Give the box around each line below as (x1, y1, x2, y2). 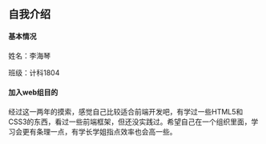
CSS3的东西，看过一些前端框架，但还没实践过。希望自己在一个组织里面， (8, 117, 252, 126)
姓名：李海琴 (8, 50, 50, 60)
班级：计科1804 (8, 67, 60, 78)
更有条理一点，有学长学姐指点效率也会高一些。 (22, 126, 177, 136)
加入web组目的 (8, 87, 58, 98)
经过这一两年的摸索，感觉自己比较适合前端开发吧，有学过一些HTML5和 (8, 106, 244, 116)
